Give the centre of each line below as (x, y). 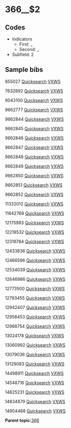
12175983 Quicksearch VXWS (35, 223)
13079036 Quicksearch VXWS (35, 354)
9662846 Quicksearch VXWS (34, 138)
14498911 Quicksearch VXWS (34, 373)
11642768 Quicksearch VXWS (35, 213)
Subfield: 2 (23, 54)
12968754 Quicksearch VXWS (35, 326)
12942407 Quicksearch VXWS (35, 307)
